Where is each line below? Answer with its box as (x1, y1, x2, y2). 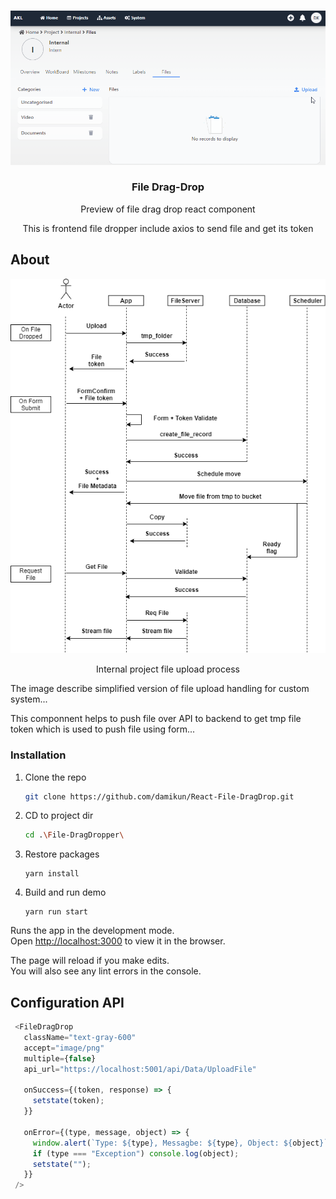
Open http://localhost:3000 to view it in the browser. (10, 935, 226, 947)
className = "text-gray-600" (23, 1033, 137, 1043)
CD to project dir (24, 810, 94, 822)
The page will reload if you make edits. (10, 955, 170, 967)
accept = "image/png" (23, 1043, 105, 1053)
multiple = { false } (23, 1053, 97, 1064)
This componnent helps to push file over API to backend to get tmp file (10, 713, 302, 725)
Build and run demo (24, 886, 107, 899)
